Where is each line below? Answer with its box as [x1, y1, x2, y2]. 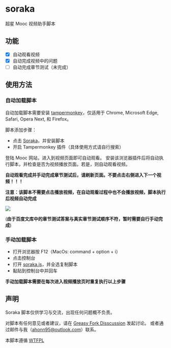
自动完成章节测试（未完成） [12, 64, 71, 70]
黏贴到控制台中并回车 [12, 268, 58, 274]
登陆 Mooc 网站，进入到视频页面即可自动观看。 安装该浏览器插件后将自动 [5, 155, 159, 161]
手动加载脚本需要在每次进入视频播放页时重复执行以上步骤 [5, 278, 126, 284]
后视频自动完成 [5, 195, 37, 201]
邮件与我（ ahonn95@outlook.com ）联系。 [9, 326, 99, 332]
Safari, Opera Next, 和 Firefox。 [5, 115, 72, 122]
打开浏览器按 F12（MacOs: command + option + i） [12, 248, 121, 254]
